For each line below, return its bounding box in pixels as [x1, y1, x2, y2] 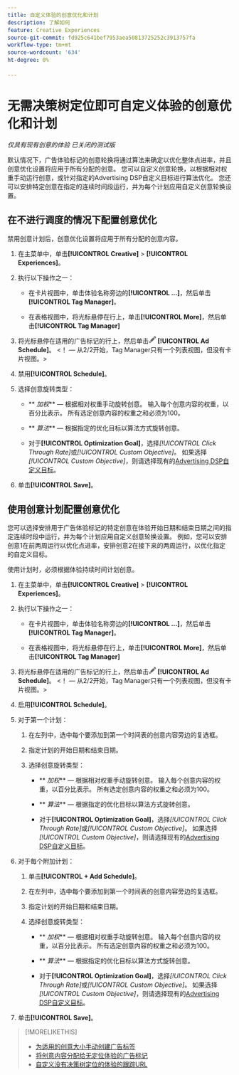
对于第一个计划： [17, 716, 68, 724]
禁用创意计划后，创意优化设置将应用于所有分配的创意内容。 [7, 234, 182, 243]
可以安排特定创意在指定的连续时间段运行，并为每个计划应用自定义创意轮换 [7, 182, 225, 191]
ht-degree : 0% [7, 57, 50, 64]
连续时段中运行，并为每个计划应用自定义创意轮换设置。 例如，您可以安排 [13, 532, 228, 541]
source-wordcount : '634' [7, 49, 81, 56]
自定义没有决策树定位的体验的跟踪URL [35, 1060, 148, 1069]
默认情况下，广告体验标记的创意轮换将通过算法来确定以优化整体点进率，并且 [7, 155, 232, 164]
